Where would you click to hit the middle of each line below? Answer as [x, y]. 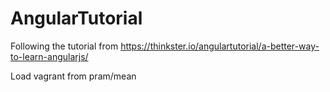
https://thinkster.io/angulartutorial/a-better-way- [220, 46]
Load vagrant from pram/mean [73, 76]
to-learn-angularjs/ [49, 56]
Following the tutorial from [64, 46]
